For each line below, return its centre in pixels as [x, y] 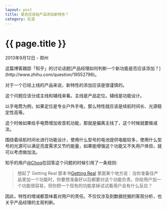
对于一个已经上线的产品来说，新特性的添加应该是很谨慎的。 [66, 85]
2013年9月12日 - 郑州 [27, 58]
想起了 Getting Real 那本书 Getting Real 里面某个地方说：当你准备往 [85, 173]
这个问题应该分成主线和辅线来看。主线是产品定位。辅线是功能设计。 [75, 96]
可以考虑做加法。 [23, 152]
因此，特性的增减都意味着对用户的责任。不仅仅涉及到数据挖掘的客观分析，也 [83, 196]
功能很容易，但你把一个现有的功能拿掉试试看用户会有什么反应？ [87, 186]
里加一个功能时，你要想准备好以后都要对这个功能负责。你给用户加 [89, 180]
